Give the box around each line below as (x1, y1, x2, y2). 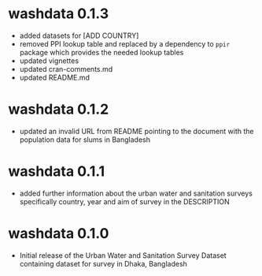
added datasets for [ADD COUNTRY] (19, 31, 139, 40)
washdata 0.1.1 (8, 162, 105, 181)
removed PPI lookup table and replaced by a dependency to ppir (19, 39, 231, 48)
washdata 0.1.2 (8, 100, 109, 118)
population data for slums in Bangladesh (19, 135, 151, 144)
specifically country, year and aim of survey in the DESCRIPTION (19, 196, 230, 206)
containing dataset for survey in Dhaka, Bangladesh (19, 259, 187, 268)
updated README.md (19, 73, 90, 82)
